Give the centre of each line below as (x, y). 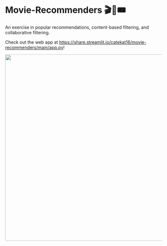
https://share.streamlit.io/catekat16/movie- (103, 42)
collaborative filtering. (28, 32)
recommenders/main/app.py (34, 47)
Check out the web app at (32, 42)
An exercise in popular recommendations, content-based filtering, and (77, 27)
